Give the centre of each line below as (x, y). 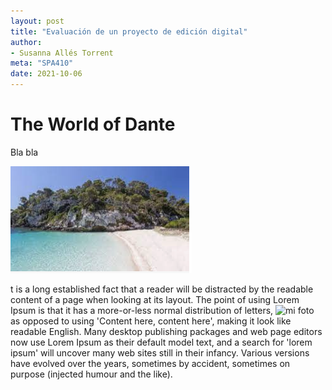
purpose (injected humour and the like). (91, 374)
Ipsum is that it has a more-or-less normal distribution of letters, (142, 310)
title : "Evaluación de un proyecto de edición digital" (129, 31)
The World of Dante (93, 124)
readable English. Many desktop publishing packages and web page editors (166, 331)
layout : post (37, 21)
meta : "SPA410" (42, 63)
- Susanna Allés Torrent (62, 53)
